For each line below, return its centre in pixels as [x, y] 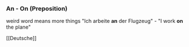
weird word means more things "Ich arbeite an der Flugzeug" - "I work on [95, 21]
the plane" [18, 27]
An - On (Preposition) [37, 9]
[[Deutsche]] [21, 38]
